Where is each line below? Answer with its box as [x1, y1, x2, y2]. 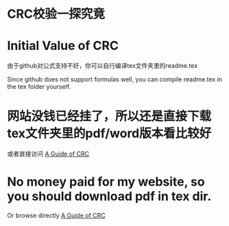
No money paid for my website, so [7, 174, 205, 190]
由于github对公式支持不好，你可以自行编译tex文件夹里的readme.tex [7, 62, 197, 70]
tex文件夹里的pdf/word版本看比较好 [7, 126, 212, 141]
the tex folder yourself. [7, 83, 71, 91]
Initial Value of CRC [7, 38, 119, 53]
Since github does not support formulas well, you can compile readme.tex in [7, 75, 223, 84]
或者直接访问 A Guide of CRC [7, 150, 90, 158]
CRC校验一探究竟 [7, 6, 105, 22]
